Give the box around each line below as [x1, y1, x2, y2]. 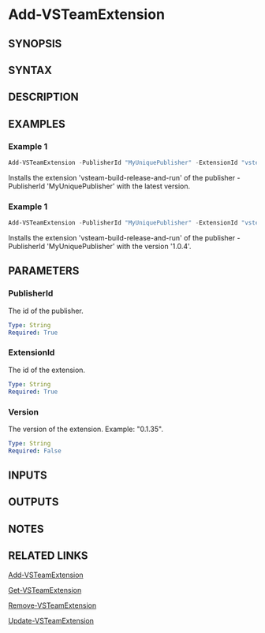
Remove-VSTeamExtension [8, 601, 97, 610]
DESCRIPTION [8, 91, 79, 104]
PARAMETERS [8, 264, 80, 277]
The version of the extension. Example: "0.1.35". [8, 424, 164, 434]
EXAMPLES [8, 117, 65, 131]
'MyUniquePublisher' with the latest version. [47, 181, 191, 191]
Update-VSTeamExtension [8, 616, 95, 625]
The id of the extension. [8, 365, 85, 374]
